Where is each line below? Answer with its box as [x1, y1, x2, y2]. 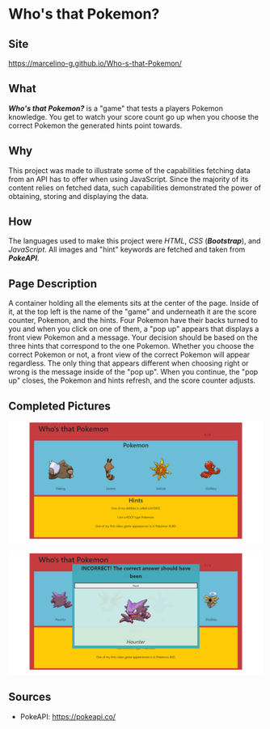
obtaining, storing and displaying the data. [8, 191, 149, 201]
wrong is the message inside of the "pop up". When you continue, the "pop [8, 367, 259, 377]
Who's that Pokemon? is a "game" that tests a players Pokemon [8, 103, 224, 113]
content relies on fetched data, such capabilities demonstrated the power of [8, 183, 261, 193]
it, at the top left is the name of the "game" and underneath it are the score [8, 307, 257, 316]
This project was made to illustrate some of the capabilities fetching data [8, 165, 251, 175]
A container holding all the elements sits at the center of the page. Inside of [8, 299, 259, 308]
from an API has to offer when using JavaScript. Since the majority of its [8, 174, 249, 184]
